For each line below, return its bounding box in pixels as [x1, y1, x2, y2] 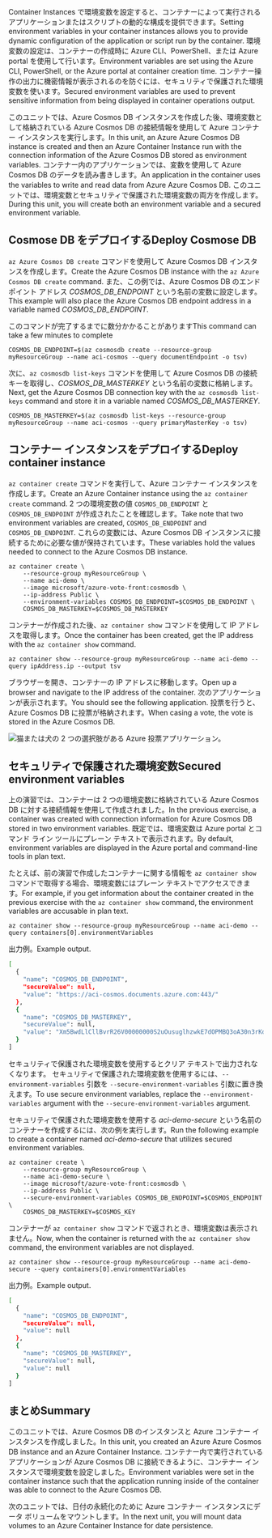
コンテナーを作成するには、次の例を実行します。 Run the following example [8, 1124, 259, 1135]
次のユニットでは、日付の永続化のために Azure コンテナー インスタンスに [8, 1502, 254, 1511]
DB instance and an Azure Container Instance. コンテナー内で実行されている [8, 1447, 264, 1457]
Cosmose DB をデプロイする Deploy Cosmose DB [8, 233, 257, 247]
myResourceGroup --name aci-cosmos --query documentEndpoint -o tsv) [8, 353, 249, 361]
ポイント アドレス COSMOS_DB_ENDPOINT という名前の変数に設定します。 [8, 287, 261, 296]
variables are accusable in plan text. [8, 906, 129, 916]
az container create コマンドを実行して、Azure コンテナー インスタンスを [8, 478, 259, 488]
